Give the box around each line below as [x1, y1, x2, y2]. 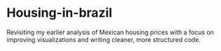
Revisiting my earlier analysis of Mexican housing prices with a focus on [6, 28, 215, 36]
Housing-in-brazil [6, 5, 113, 21]
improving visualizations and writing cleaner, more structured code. [6, 35, 201, 43]
